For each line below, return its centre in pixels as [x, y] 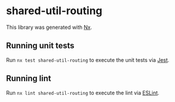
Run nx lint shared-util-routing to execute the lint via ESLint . [83, 93]
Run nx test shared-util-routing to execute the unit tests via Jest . [88, 60]
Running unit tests [40, 46]
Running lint [29, 79]
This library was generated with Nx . [49, 27]
